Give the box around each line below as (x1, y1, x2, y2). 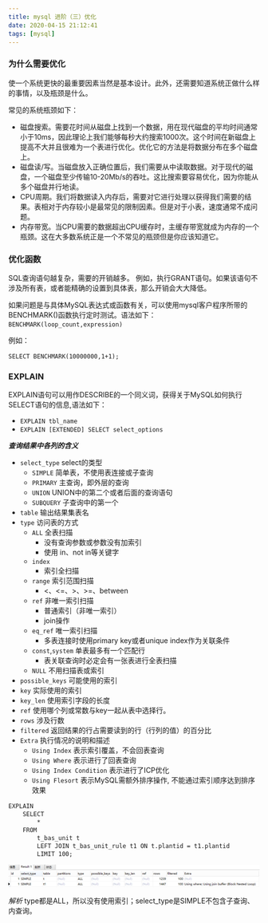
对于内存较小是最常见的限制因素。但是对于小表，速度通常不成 (47, 202, 251, 211)
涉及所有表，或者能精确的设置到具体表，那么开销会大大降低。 (8, 283, 211, 293)
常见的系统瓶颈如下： (8, 105, 78, 115)
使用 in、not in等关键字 (43, 547, 120, 558)
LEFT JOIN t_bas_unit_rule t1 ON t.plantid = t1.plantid (37, 842, 230, 850)
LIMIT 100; (37, 850, 73, 858)
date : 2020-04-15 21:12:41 (8, 21, 98, 30)
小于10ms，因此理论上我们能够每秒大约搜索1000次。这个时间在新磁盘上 (19, 132, 257, 141)
